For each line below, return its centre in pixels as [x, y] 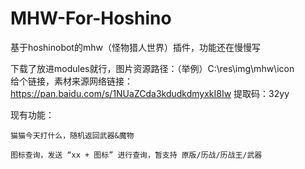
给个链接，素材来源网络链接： [71, 81]
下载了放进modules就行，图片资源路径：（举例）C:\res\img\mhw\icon [152, 68]
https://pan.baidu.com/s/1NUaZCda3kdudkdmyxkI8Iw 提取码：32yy [150, 93]
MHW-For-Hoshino [91, 18]
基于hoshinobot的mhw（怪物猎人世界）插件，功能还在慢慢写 [135, 47]
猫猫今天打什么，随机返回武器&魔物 [72, 135]
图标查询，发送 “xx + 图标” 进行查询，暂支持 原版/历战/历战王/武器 [136, 155]
